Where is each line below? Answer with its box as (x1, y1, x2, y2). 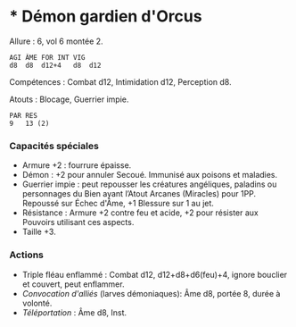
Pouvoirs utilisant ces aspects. (21, 217, 135, 228)
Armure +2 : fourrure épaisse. (21, 160, 132, 171)
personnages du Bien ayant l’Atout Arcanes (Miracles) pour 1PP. (21, 189, 257, 199)
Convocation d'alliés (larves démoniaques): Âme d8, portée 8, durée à (21, 288, 281, 298)
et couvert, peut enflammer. (21, 279, 125, 289)
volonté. (21, 298, 53, 308)
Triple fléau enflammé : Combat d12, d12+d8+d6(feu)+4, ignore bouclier (21, 269, 288, 280)
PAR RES (9, 111, 38, 120)
